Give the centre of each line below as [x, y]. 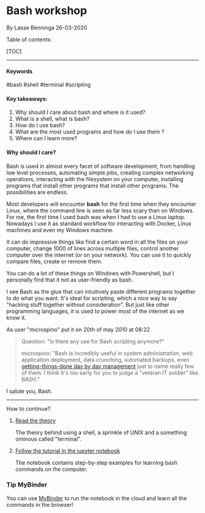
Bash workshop [47, 11]
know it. [16, 317]
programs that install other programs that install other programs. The [92, 185]
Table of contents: [29, 39]
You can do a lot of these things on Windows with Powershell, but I [90, 273]
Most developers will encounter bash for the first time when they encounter [101, 204]
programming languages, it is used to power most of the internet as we [95, 311]
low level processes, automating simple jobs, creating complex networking [100, 173]
